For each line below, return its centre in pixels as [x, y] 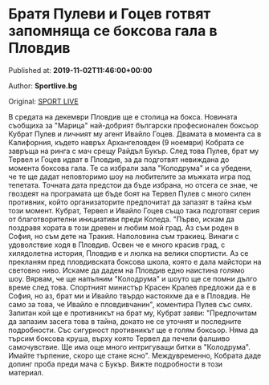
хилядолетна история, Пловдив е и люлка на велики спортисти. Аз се [128, 253]
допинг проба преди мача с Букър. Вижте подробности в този [116, 364]
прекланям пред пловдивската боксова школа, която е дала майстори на [135, 261]
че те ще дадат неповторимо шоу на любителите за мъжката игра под [129, 176]
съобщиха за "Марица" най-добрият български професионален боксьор [134, 125]
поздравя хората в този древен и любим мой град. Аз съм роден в [124, 227]
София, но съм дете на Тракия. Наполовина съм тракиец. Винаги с [124, 236]
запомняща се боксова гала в [113, 31]
